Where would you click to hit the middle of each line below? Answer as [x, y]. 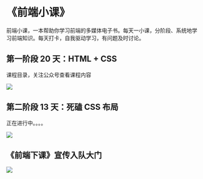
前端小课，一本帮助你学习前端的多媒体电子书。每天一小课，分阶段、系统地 [99, 30]
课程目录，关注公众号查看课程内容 [49, 75]
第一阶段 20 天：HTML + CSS [62, 59]
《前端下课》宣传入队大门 [54, 155]
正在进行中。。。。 [26, 123]
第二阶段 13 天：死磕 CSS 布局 [62, 107]
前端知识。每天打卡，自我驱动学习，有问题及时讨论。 [78, 38]
